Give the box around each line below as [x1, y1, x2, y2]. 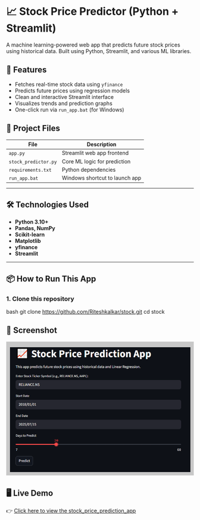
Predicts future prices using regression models [14, 87, 130, 94]
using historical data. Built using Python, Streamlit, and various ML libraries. [6, 47, 192, 54]
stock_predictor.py [8, 159, 57, 165]
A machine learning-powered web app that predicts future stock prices [6, 41, 180, 48]
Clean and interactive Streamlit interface [14, 93, 114, 100]
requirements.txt [8, 167, 52, 173]
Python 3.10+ [14, 218, 49, 225]
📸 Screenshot [6, 326, 58, 336]
